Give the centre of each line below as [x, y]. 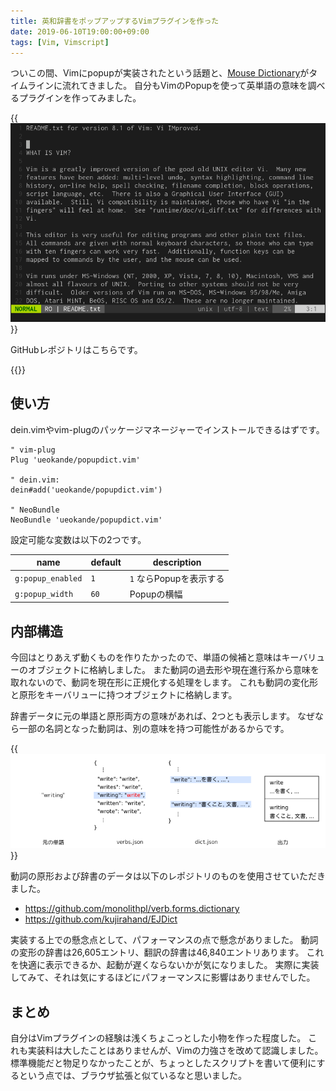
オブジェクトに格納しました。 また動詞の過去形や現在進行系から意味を [173, 670]
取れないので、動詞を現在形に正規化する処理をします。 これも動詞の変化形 [164, 682]
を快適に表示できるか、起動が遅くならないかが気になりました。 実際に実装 [165, 965]
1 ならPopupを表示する [177, 578]
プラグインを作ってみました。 [80, 98]
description [177, 562]
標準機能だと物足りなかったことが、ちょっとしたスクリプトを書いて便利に [163, 1063]
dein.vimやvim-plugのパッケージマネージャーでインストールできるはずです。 [167, 429]
